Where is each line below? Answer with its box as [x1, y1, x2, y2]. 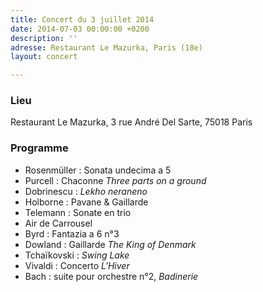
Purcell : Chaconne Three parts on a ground [24, 174, 207, 186]
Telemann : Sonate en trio [24, 206, 132, 218]
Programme [10, 141, 69, 155]
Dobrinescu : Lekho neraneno [24, 185, 148, 197]
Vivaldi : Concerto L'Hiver [24, 259, 130, 271]
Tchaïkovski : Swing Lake [24, 249, 130, 261]
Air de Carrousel [24, 217, 93, 229]
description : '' [10, 33, 78, 43]
